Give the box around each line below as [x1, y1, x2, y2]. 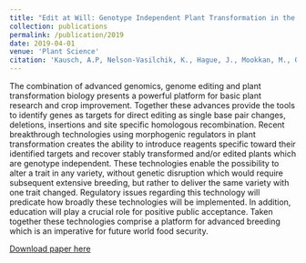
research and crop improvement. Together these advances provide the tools [9, 100, 296, 110]
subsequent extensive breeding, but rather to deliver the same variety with [9, 177, 290, 187]
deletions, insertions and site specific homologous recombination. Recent [9, 119, 285, 130]
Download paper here [9, 243, 91, 254]
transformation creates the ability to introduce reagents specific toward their [9, 138, 296, 149]
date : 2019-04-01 [9, 38, 76, 48]
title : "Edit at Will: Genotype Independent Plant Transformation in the [9, 13, 296, 23]
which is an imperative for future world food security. [9, 226, 209, 237]
